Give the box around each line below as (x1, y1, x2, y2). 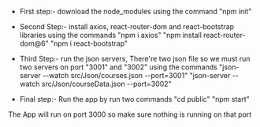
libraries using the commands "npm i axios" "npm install (19, 31, 202, 39)
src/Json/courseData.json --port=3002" (41, 79, 172, 88)
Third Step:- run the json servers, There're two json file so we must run (19, 54, 251, 63)
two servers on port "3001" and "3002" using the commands (19, 62, 218, 72)
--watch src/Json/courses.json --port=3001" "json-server (42, 71, 231, 80)
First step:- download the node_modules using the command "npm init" (19, 7, 252, 16)
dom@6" (19, 39, 49, 48)
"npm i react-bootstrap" (50, 39, 128, 48)
